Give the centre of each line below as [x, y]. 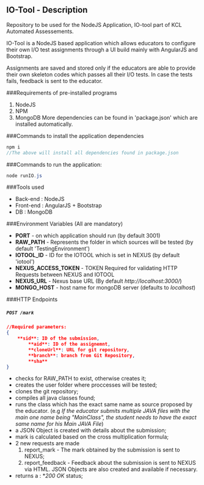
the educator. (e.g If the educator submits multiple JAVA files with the [103, 411]
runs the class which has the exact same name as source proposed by [104, 404]
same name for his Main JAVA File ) [59, 424]
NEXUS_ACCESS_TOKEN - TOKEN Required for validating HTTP [96, 268]
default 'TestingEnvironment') [53, 249]
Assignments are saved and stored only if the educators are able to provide [101, 68]
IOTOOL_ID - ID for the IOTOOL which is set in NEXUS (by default [97, 255]
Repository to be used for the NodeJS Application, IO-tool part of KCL [94, 24]
